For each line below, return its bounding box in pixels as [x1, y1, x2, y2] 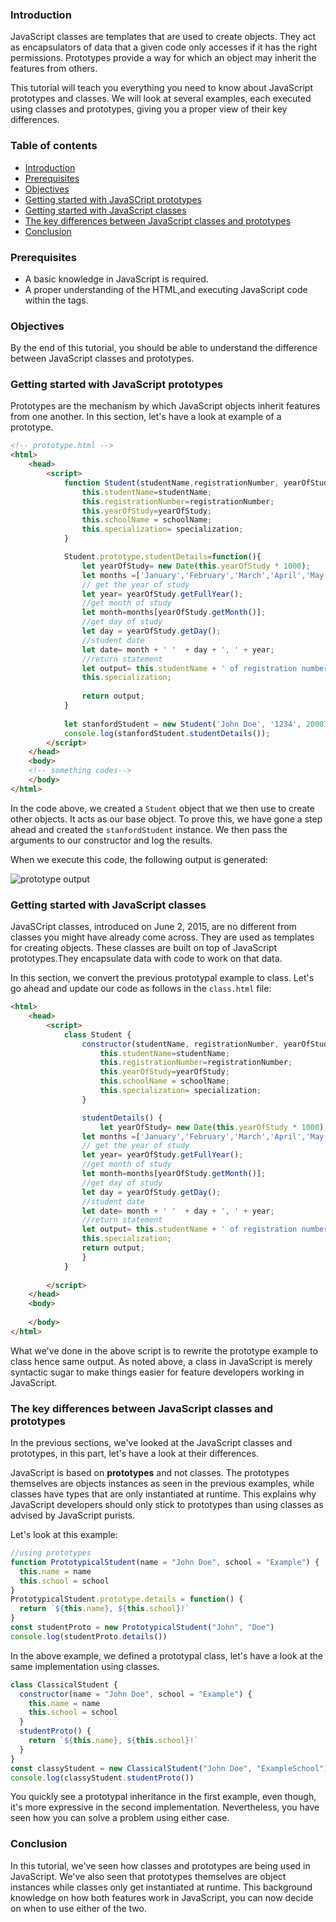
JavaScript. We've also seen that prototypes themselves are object [10, 1870, 287, 1882]
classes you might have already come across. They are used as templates [10, 931, 315, 943]
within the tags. [24, 294, 89, 306]
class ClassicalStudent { [10, 1679, 118, 1690]
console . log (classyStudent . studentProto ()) [10, 1773, 195, 1783]
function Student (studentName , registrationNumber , [63, 478, 280, 488]
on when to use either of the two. [10, 1902, 147, 1914]
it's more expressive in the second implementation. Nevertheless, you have [10, 1801, 320, 1813]
